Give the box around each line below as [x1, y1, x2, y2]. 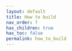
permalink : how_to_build [6, 36, 67, 42]
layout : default [6, 8, 46, 15]
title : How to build [6, 14, 57, 20]
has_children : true [6, 25, 54, 31]
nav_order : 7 [6, 19, 38, 25]
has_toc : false [6, 30, 43, 36]
